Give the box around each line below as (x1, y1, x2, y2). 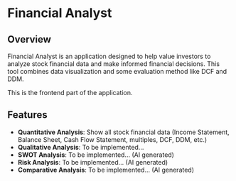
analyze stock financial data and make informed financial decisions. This (7, 60, 220, 68)
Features (7, 109, 48, 121)
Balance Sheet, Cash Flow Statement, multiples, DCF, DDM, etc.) (17, 135, 208, 143)
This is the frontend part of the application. (7, 89, 133, 97)
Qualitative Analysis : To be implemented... (17, 143, 144, 151)
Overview (7, 33, 52, 45)
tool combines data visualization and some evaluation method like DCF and (7, 67, 227, 75)
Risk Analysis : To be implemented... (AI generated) (17, 158, 168, 166)
